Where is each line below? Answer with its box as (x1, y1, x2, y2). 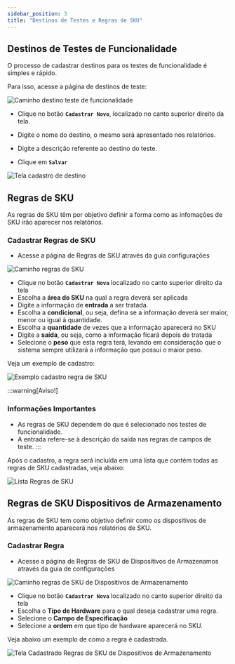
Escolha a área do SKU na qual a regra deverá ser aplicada (17, 293, 188, 302)
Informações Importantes (7, 404, 96, 414)
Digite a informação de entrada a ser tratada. (17, 301, 149, 310)
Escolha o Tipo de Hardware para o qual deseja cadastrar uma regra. (17, 606, 219, 615)
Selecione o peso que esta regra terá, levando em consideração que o (17, 338, 222, 347)
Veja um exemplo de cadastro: (7, 359, 95, 368)
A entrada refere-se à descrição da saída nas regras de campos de (17, 434, 212, 443)
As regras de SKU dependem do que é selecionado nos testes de (17, 420, 207, 428)
